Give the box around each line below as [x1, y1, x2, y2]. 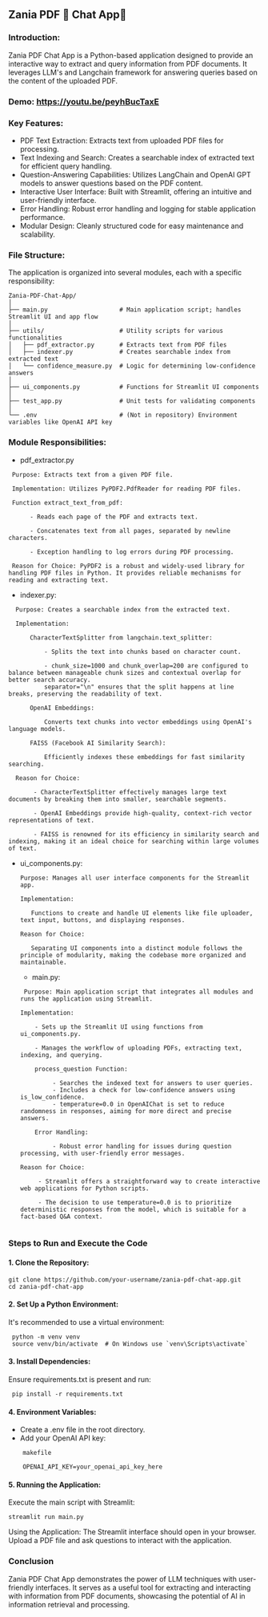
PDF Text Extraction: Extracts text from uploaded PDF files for [19, 136, 224, 145]
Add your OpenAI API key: [19, 1433, 106, 1443]
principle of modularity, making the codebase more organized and [19, 951, 246, 959]
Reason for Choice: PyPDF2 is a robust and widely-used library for [11, 562, 246, 570]
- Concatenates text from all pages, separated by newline [29, 526, 230, 534]
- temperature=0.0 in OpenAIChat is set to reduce [52, 1100, 225, 1108]
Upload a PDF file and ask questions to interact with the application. [8, 1536, 232, 1546]
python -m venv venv [11, 1333, 81, 1341]
